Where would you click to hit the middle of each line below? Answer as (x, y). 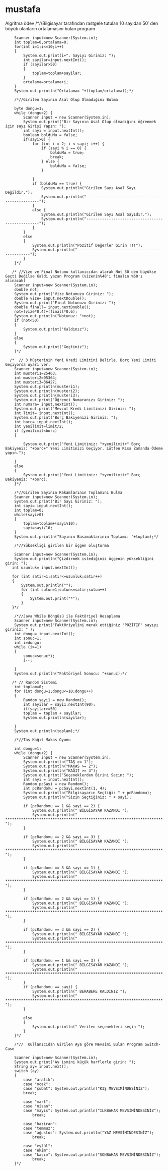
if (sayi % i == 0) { (64, 148)
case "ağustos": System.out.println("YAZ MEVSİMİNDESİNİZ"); (89, 1133)
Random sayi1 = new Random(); (55, 700)
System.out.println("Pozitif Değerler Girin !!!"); (87, 245)
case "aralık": (39, 1080)
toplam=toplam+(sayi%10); (51, 523)
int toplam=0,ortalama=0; (41, 42)
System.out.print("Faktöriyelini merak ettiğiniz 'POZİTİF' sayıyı (86, 625)
